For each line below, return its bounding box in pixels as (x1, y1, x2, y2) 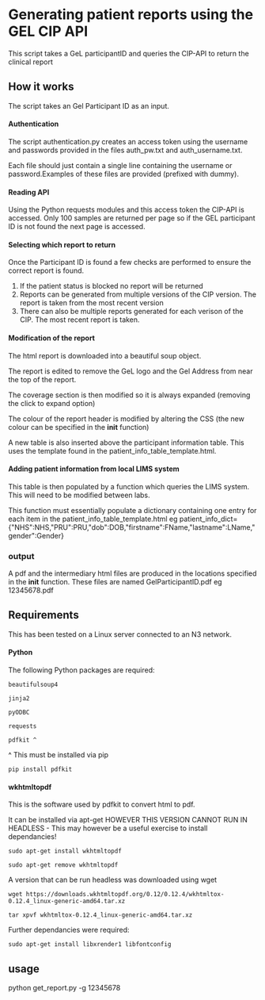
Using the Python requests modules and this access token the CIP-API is (8, 205, 245, 215)
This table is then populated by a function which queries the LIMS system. (8, 481, 250, 491)
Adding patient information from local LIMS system (8, 464, 180, 473)
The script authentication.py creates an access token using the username (8, 136, 248, 146)
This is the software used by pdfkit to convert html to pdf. (8, 799, 195, 810)
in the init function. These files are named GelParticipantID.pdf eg (8, 577, 223, 587)
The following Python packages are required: (8, 665, 156, 675)
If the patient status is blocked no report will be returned (19, 282, 203, 291)
